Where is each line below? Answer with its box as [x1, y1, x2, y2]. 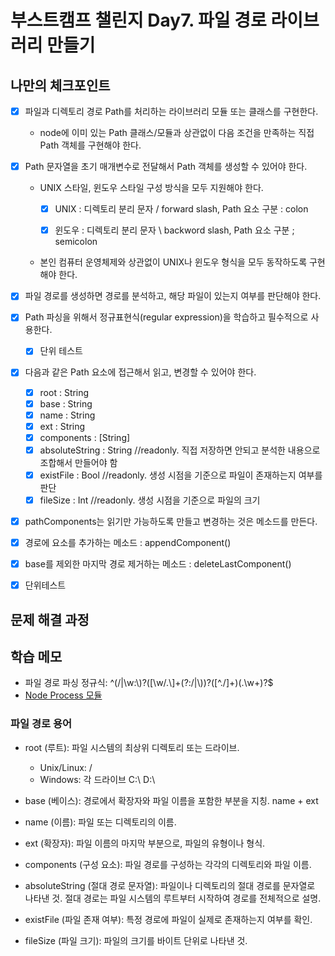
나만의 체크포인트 [10, 77, 111, 94]
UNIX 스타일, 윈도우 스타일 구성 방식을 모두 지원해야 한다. [39, 182, 264, 194]
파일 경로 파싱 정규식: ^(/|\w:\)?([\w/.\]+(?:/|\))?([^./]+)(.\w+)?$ [24, 677, 274, 689]
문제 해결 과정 [10, 611, 90, 628]
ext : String [39, 420, 86, 432]
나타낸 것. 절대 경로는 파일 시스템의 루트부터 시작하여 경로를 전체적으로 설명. [24, 892, 322, 904]
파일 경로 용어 [10, 717, 73, 731]
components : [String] [39, 431, 131, 443]
